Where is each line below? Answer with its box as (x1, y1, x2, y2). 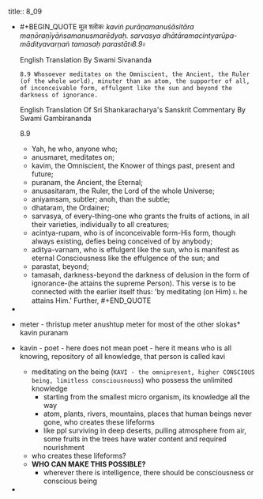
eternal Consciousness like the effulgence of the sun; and (31, 253, 220, 263)
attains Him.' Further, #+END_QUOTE (31, 296, 152, 305)
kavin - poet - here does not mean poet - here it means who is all (19, 343, 231, 353)
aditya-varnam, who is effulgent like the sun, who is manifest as (31, 245, 239, 254)
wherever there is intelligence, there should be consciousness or (43, 468, 254, 477)
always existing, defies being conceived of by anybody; (31, 236, 213, 246)
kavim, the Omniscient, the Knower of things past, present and (31, 161, 235, 170)
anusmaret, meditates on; (31, 153, 115, 161)
